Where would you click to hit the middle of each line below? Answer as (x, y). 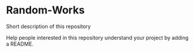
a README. (20, 44)
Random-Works (46, 10)
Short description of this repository (48, 26)
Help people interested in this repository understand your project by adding (98, 37)
